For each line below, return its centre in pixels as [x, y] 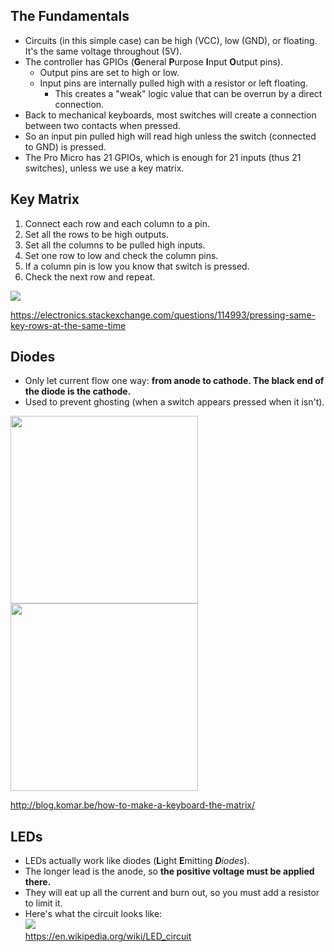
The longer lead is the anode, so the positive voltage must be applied [169, 871]
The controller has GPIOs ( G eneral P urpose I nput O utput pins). [154, 61]
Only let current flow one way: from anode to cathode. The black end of [174, 381]
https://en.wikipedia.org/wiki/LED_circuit [108, 936]
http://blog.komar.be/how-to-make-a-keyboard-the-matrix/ [133, 805]
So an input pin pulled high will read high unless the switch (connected [170, 136]
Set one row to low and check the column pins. [121, 255]
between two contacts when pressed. [102, 125]
